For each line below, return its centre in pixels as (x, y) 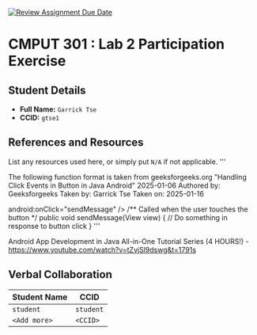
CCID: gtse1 (39, 118)
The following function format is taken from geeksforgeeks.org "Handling (127, 177)
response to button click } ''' (54, 226)
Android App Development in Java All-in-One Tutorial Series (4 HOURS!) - (128, 241)
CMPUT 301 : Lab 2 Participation (117, 44)
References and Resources (76, 143)
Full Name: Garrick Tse (58, 109)
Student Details (47, 90)
